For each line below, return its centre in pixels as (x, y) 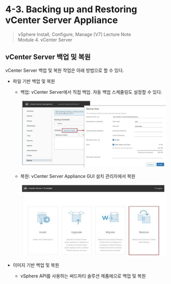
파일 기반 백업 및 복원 (34, 81)
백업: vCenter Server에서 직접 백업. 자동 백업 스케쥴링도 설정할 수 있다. (91, 92)
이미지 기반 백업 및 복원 (36, 265)
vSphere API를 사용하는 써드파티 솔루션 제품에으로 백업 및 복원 (83, 276)
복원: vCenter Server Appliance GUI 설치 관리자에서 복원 (78, 176)
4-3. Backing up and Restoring (71, 9)
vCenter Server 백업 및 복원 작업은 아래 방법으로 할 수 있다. (65, 70)
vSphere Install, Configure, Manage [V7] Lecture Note (74, 34)
